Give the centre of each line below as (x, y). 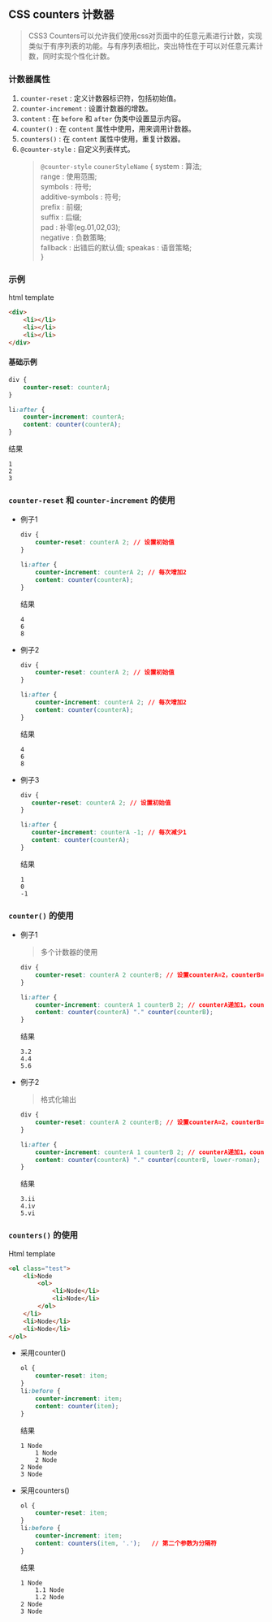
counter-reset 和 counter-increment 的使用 (92, 501)
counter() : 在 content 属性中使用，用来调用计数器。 (108, 129)
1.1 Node (50, 1590)
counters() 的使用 (43, 1235)
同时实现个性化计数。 (78, 56)
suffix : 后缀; (61, 217)
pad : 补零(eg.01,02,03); (80, 228)
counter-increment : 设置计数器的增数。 (86, 109)
